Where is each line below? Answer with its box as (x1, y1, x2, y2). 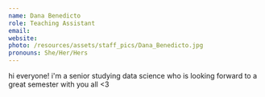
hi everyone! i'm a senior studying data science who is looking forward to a (8, 71, 258, 80)
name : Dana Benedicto (8, 11, 81, 20)
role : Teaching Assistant (8, 19, 95, 27)
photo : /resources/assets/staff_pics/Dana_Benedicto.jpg (8, 42, 204, 50)
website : (8, 34, 38, 42)
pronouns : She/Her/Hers (8, 49, 89, 57)
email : (8, 26, 31, 34)
